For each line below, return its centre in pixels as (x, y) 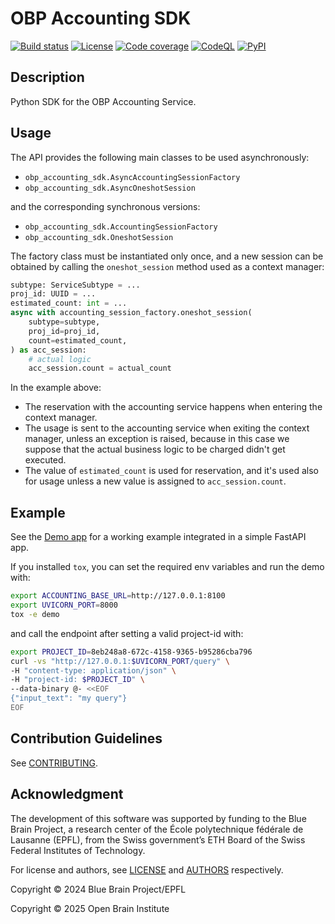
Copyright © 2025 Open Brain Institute (90, 908)
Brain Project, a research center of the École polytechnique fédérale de (157, 829)
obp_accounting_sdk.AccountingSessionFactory (121, 227)
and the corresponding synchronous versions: (105, 206)
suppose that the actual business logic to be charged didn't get (155, 449)
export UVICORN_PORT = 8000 (64, 605)
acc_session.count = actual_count (100, 368)
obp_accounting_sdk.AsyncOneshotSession (110, 188)
